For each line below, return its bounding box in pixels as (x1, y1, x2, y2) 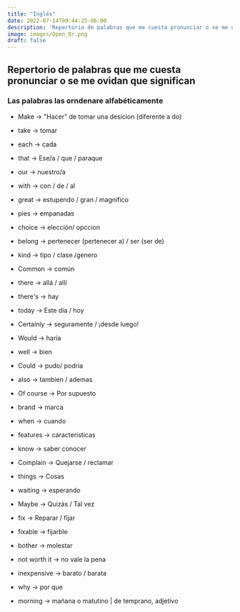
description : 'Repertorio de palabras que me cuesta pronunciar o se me (7, 24, 229, 31)
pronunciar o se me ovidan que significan (7, 74, 196, 86)
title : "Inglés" (7, 10, 56, 18)
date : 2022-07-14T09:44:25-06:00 (7, 17, 107, 24)
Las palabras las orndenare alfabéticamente (7, 96, 164, 106)
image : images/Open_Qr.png (7, 30, 88, 38)
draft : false (7, 37, 46, 44)
